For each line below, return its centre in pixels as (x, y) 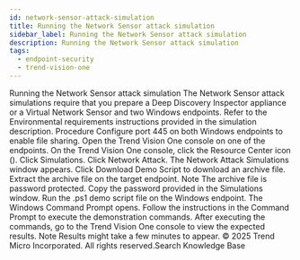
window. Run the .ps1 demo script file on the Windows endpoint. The (136, 197)
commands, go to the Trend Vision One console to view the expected (137, 226)
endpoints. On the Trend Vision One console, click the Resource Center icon (150, 150)
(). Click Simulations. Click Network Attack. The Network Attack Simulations (149, 160)
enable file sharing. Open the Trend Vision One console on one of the (137, 141)
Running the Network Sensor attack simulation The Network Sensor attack (147, 93)
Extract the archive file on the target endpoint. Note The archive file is (138, 178)
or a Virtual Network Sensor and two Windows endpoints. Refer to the (138, 112)
